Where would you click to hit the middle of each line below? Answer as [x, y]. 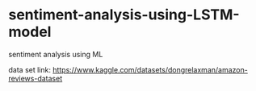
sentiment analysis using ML [56, 54]
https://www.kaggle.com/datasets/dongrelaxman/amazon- [150, 69]
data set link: [29, 69]
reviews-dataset [36, 78]
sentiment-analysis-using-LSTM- [124, 15]
